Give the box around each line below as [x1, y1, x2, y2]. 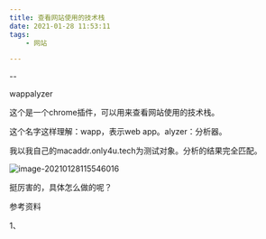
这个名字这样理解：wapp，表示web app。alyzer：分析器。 [9, 126, 227, 137]
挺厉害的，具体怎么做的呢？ [9, 182, 113, 193]
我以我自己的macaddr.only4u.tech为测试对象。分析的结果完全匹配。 [9, 145, 262, 156]
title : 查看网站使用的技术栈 [9, 13, 105, 23]
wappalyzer [9, 88, 53, 99]
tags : [9, 30, 30, 39]
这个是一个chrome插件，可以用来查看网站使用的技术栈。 [9, 107, 220, 118]
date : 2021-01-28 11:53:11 [9, 22, 111, 31]
